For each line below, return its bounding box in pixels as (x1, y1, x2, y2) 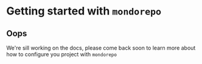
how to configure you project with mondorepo (6, 51, 117, 58)
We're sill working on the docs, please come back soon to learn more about (6, 44, 196, 51)
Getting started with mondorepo (6, 4, 162, 18)
